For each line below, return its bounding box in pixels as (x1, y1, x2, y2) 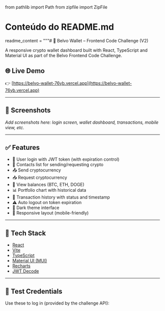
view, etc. (5, 124, 25, 130)
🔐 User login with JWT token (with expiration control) (12, 156, 120, 162)
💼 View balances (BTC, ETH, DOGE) (12, 182, 84, 188)
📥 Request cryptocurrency (12, 174, 67, 180)
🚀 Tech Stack (5, 229, 46, 237)
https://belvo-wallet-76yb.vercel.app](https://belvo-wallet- (13, 80, 132, 86)
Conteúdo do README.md (5, 22, 114, 33)
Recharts (12, 263, 31, 269)
